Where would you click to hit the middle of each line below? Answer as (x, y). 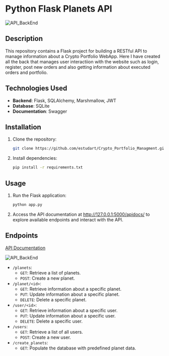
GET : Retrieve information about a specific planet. (71, 289)
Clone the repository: (35, 139)
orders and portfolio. (26, 72)
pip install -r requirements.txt (48, 167)
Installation (23, 127)
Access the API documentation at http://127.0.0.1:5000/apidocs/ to (81, 214)
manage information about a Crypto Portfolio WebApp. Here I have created (83, 56)
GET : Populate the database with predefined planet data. (78, 348)
